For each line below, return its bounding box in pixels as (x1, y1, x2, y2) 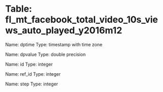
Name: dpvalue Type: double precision (5, 51, 86, 57)
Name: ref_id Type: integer (5, 71, 61, 77)
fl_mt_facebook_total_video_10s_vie (5, 14, 158, 25)
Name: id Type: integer (5, 61, 53, 67)
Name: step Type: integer (5, 81, 58, 87)
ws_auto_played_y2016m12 (5, 25, 123, 36)
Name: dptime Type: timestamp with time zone (5, 41, 103, 47)
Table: (5, 3, 32, 15)
